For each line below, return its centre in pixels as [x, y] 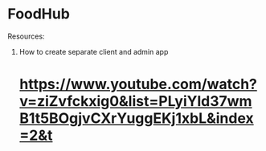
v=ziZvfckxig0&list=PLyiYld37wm [135, 102]
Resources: [26, 36]
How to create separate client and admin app [94, 51]
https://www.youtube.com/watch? [138, 84]
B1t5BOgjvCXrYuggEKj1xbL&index [136, 118]
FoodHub [39, 14]
